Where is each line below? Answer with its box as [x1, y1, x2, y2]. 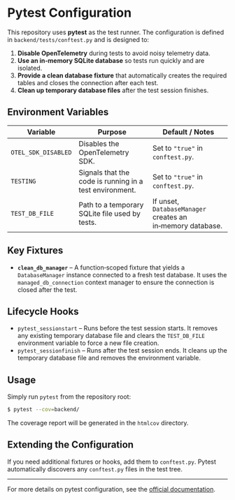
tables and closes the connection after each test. [17, 78, 159, 87]
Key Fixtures [7, 244, 64, 256]
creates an [152, 212, 187, 221]
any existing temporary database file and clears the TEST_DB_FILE [17, 332, 205, 340]
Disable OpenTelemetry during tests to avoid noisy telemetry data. [17, 49, 211, 57]
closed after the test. [17, 285, 78, 294]
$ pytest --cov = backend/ [7, 406, 80, 413]
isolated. [17, 64, 43, 72]
